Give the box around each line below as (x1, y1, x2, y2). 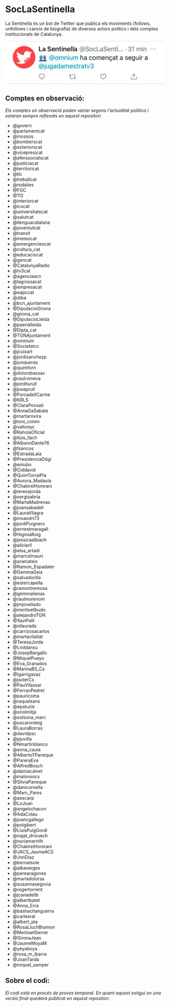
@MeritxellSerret (12, 930, 48, 936)
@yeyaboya (12, 946, 37, 952)
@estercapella (12, 580, 43, 586)
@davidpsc (12, 731, 36, 737)
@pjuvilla (12, 736, 32, 742)
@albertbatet (12, 897, 40, 903)
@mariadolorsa (12, 876, 45, 882)
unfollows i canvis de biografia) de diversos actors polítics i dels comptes (5, 25, 158, 31)
